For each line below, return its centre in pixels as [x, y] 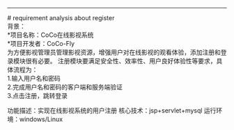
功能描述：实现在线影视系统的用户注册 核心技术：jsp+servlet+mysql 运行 [112, 111]
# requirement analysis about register [61, 18]
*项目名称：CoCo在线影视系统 [50, 35]
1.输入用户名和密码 [34, 78]
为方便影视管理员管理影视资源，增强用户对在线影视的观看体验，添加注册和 [114, 52]
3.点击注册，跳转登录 [38, 96]
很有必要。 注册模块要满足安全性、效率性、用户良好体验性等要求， [121, 61]
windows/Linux [41, 119]
